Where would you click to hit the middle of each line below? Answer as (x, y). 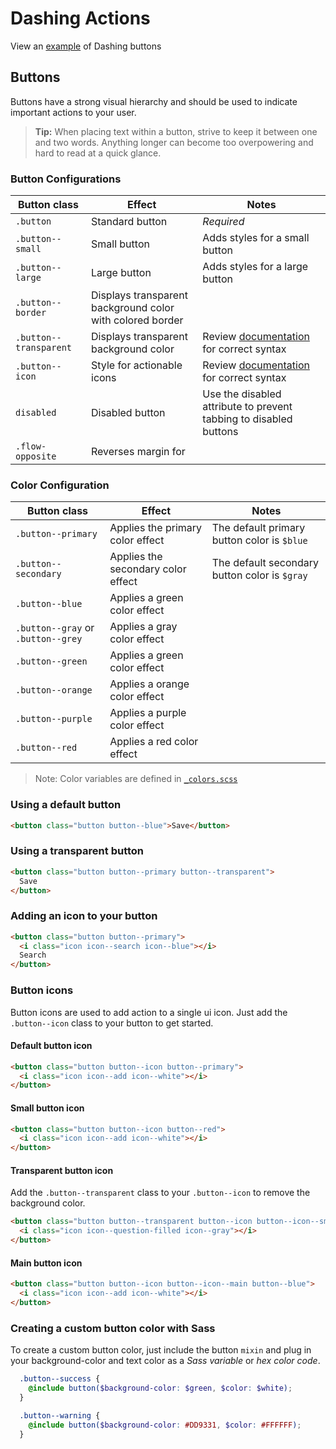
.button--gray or (55, 628)
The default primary (258, 528)
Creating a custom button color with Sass (113, 1328)
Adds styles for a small (256, 238)
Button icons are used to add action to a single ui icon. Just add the (149, 1012)
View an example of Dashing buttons (86, 46)
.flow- (31, 446)
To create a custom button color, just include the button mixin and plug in (161, 1350)
